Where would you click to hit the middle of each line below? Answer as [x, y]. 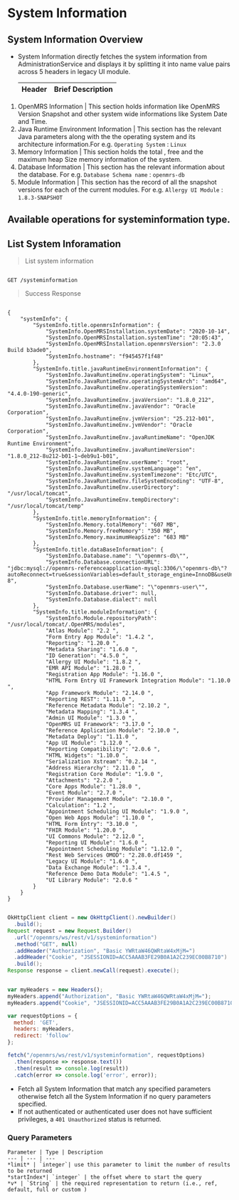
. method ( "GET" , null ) [46, 944]
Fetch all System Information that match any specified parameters [114, 1089]
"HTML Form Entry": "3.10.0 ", [92, 824]
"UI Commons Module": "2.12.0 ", [95, 837]
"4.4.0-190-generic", [39, 394]
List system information [59, 261]
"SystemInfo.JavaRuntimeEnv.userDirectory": [112, 487]
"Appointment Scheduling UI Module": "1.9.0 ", [117, 812]
